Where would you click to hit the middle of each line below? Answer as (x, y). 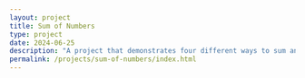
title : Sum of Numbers (52, 26)
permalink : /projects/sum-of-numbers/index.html (103, 59)
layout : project (40, 17)
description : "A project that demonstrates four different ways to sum (148, 51)
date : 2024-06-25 (42, 43)
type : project (36, 34)
